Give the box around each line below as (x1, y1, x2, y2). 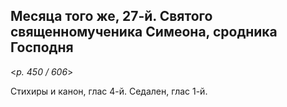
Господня (10, 39, 74, 56)
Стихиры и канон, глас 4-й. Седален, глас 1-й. (10, 85, 208, 97)
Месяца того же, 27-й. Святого (10, 8, 213, 25)
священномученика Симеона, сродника (10, 24, 278, 41)
